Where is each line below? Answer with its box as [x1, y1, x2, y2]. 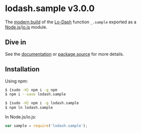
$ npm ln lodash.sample [5, 105, 53, 110]
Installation [5, 65, 40, 73]
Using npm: [5, 78, 28, 84]
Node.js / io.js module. [5, 24, 47, 30]
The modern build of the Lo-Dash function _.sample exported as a [5, 19, 137, 25]
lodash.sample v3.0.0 [5, 3, 95, 14]
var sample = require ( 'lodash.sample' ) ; [5, 123, 88, 129]
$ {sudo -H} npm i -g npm [5, 87, 57, 92]
